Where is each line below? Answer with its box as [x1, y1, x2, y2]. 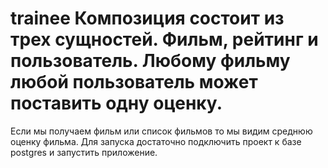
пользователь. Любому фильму [10, 50, 291, 72]
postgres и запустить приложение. [10, 146, 158, 158]
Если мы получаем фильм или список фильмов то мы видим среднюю [10, 125, 313, 137]
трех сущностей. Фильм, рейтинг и [10, 28, 319, 51]
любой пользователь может [10, 71, 258, 94]
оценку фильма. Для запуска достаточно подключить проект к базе [10, 135, 302, 147]
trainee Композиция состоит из [10, 7, 285, 30]
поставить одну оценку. [10, 92, 223, 115]
